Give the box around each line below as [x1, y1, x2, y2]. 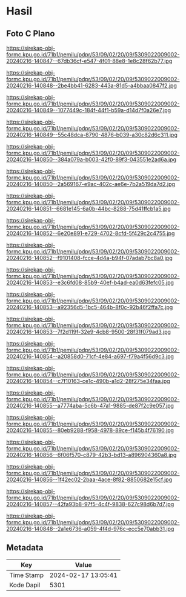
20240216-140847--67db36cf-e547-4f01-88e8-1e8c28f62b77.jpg [6, 58, 173, 64]
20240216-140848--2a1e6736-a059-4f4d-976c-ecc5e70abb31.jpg [6, 525, 174, 532]
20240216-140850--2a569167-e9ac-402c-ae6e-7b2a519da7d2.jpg [6, 181, 176, 187]
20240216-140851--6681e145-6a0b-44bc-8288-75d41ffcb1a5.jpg [6, 205, 171, 212]
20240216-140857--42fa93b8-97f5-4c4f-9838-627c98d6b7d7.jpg [6, 501, 174, 507]
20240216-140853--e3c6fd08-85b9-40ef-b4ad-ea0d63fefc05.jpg [6, 279, 174, 286]
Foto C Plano [6, 28, 55, 39]
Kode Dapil [9, 581, 41, 589]
